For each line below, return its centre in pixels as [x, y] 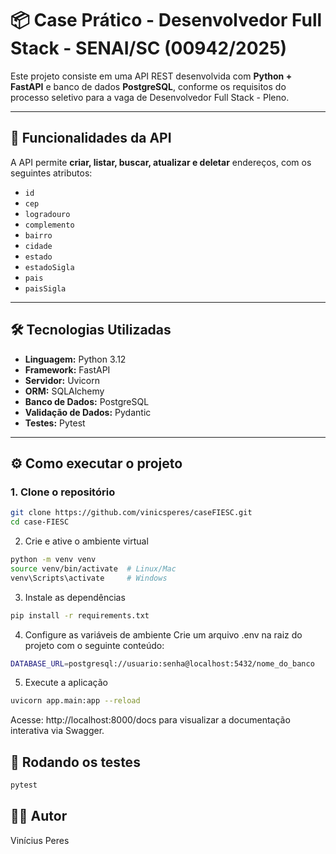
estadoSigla [49, 267]
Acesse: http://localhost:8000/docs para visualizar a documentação [150, 720]
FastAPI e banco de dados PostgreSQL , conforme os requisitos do [148, 86]
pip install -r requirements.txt [80, 615]
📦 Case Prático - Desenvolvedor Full [166, 20]
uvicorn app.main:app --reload [75, 701]
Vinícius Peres [40, 840]
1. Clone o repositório [63, 492]
